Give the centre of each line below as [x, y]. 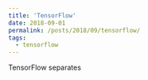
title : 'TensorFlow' [43, 15]
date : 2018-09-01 [37, 23]
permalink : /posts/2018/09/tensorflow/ [74, 30]
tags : [17, 38]
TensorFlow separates [45, 67]
